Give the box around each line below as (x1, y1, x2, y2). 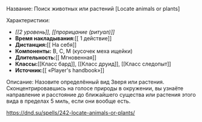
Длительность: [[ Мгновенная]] (14, 54, 96, 61)
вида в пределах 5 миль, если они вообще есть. (6, 97, 131, 105)
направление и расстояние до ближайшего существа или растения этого (6, 91, 196, 98)
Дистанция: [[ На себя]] (14, 41, 77, 48)
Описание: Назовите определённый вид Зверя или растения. (6, 78, 165, 85)
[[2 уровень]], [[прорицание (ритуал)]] (14, 28, 115, 35)
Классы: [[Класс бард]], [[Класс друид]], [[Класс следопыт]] (14, 60, 171, 67)
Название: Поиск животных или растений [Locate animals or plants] (6, 5, 180, 12)
